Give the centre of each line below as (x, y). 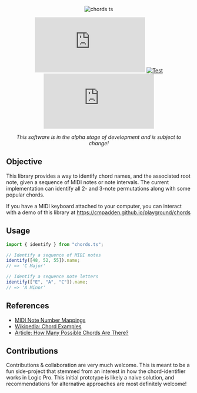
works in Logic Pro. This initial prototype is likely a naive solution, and (90, 378)
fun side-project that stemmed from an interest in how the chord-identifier (96, 371)
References (28, 306)
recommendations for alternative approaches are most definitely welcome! (96, 384)
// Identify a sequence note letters (52, 277)
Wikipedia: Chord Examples (48, 326)
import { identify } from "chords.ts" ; (55, 244)
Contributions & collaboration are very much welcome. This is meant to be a (98, 365)
